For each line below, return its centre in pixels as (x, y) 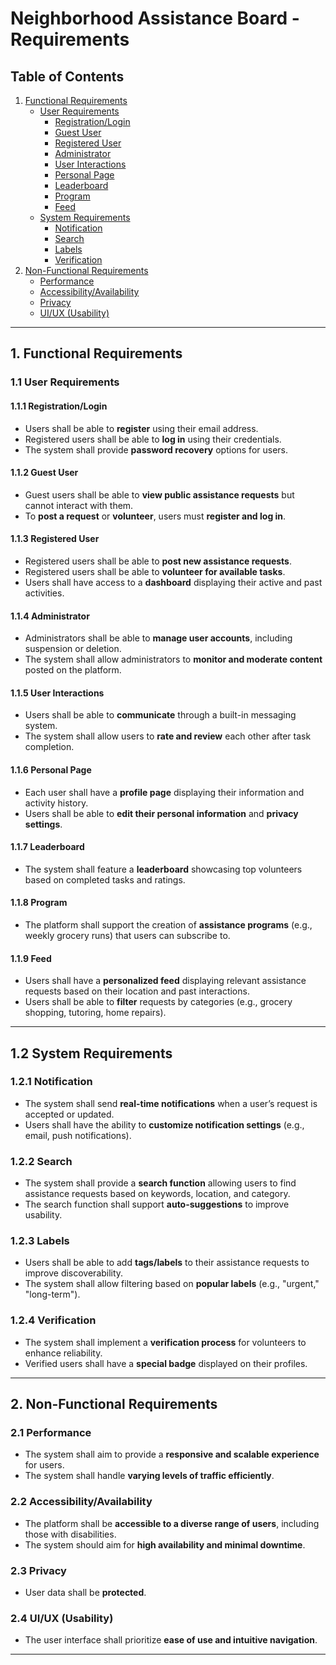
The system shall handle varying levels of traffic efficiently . (149, 1476)
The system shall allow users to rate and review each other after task (168, 736)
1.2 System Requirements (91, 1053)
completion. (49, 747)
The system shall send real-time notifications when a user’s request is (171, 1103)
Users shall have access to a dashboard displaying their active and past (173, 582)
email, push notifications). (78, 1135)
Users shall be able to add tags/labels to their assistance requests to (167, 1263)
